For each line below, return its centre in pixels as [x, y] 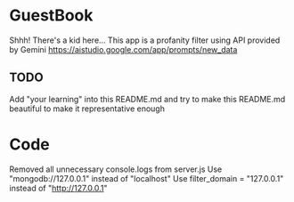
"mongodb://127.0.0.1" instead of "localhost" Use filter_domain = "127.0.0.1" [147, 178]
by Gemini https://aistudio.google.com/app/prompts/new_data [123, 49]
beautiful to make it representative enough [87, 109]
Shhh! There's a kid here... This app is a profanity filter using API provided [145, 40]
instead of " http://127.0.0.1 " [59, 188]
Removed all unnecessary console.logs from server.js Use [116, 169]
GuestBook [51, 16]
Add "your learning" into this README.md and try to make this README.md [147, 99]
